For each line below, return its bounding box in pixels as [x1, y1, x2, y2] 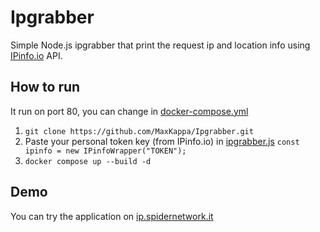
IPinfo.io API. [10, 49, 63, 61]
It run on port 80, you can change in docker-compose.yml [10, 105, 249, 117]
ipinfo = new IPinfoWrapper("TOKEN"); [24, 146, 187, 156]
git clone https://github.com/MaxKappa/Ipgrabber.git [24, 126, 254, 136]
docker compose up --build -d [24, 156, 152, 166]
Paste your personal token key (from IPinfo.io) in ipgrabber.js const [24, 135, 300, 147]
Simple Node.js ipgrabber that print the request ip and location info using [10, 39, 311, 51]
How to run [10, 79, 81, 96]
